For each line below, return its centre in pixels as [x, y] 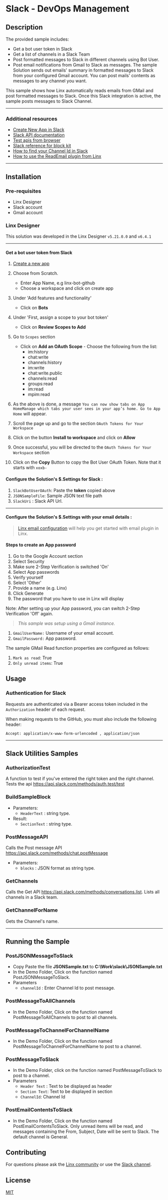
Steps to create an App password [41, 545]
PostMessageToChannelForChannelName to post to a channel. [77, 1046]
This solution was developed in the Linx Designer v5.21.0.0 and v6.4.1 [79, 236]
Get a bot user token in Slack [43, 49]
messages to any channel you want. [50, 81]
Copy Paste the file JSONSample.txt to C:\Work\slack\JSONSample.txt [87, 967]
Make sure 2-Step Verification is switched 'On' [61, 567]
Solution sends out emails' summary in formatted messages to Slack [83, 70]
